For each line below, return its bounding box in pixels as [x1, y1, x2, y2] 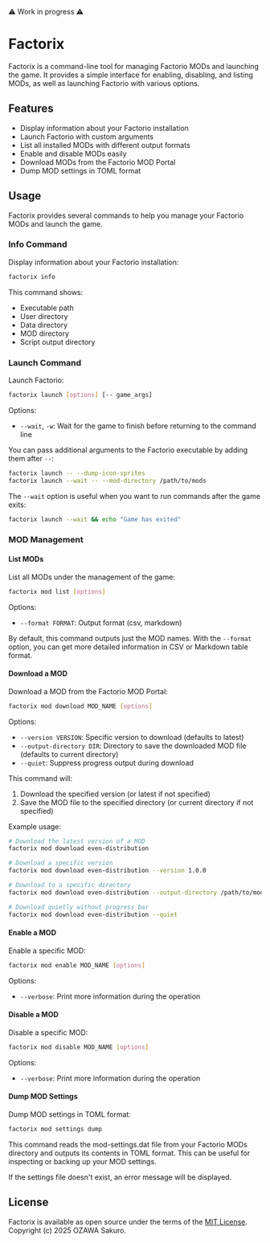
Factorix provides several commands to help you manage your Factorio [8, 211, 244, 220]
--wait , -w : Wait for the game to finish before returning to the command [19, 421, 257, 431]
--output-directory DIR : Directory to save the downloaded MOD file [19, 741, 247, 750]
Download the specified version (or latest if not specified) [19, 789, 211, 799]
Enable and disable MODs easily [19, 149, 127, 158]
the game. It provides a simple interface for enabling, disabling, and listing [8, 70, 253, 80]
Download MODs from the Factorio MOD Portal [19, 157, 176, 167]
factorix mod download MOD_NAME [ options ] [8, 702, 153, 710]
